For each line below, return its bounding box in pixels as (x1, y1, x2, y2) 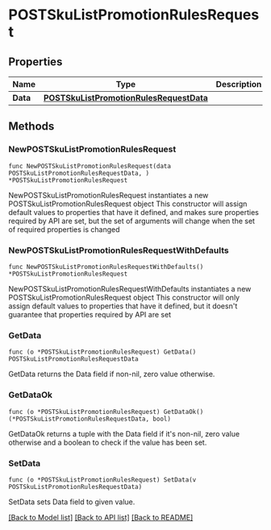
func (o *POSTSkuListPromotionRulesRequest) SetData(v (8, 475, 197, 484)
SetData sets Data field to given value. (8, 497, 135, 507)
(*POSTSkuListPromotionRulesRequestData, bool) (8, 415, 172, 423)
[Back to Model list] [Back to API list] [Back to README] (8, 512, 194, 522)
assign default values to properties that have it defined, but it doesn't (8, 300, 238, 311)
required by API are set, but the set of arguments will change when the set (8, 216, 256, 226)
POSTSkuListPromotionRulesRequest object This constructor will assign (8, 199, 248, 209)
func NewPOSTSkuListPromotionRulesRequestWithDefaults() (8, 263, 204, 271)
